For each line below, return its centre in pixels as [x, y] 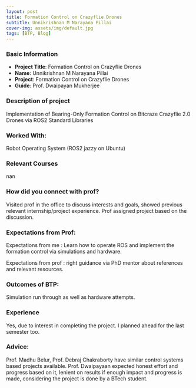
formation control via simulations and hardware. [64, 251]
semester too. [23, 331]
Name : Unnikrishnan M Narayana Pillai [61, 73]
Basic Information [32, 54]
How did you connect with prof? [53, 192]
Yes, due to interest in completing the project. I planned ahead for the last [95, 325]
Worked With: [26, 135]
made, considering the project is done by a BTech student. [77, 379]
